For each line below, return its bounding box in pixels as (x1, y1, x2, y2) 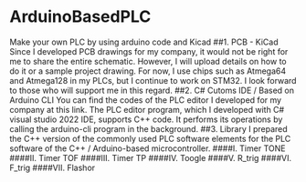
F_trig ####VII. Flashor (9, 162, 96, 173)
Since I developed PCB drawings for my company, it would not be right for (9, 45, 289, 56)
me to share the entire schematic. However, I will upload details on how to (9, 56, 287, 66)
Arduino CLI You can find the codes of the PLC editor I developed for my (9, 94, 281, 106)
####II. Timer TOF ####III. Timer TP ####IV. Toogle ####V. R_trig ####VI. (9, 152, 292, 163)
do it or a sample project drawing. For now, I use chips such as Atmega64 (9, 66, 287, 76)
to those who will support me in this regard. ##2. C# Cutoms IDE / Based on (9, 85, 295, 96)
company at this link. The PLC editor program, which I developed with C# (9, 104, 285, 115)
